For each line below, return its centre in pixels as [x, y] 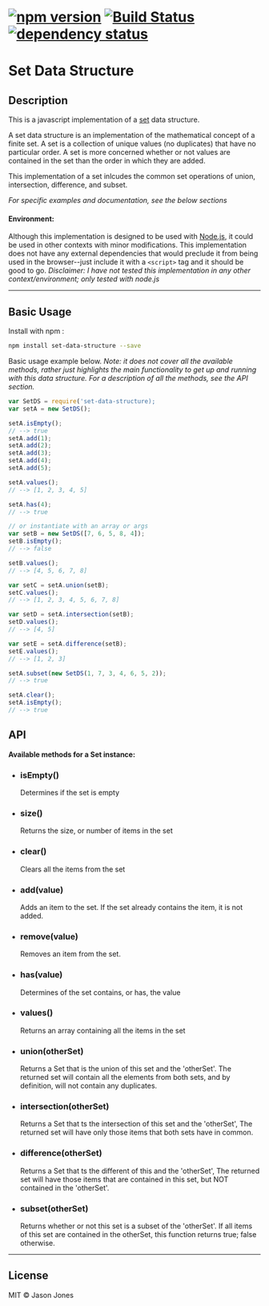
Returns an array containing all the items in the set [102, 1030]
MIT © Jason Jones [41, 1295]
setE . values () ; [34, 651]
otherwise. [38, 1243]
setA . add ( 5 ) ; [30, 468]
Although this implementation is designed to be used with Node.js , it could [131, 237]
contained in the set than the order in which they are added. [107, 161]
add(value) [42, 890]
